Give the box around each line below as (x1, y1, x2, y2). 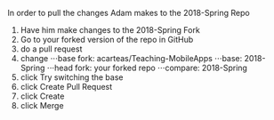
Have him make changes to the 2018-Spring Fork (20, 25, 200, 35)
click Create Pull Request (20, 82, 113, 92)
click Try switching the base (20, 72, 124, 83)
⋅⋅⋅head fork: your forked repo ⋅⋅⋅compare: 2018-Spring (46, 62, 247, 73)
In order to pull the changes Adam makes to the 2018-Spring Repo (7, 8, 250, 18)
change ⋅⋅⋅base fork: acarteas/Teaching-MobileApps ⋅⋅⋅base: (20, 53, 243, 63)
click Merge (20, 100, 64, 110)
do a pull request (20, 44, 83, 54)
